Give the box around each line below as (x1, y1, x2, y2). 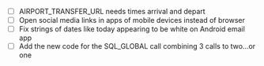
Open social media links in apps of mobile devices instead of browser (18, 16, 246, 25)
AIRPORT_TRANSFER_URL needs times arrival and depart (18, 7, 206, 16)
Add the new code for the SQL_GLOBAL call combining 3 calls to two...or (18, 42, 256, 51)
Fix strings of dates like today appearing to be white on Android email (18, 24, 246, 34)
